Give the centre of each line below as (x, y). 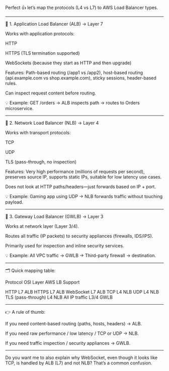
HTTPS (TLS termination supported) (43, 53)
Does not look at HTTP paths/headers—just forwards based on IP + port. (80, 187)
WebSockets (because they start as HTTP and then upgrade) (68, 63)
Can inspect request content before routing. (51, 93)
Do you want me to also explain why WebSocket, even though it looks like (81, 357)
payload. (14, 202)
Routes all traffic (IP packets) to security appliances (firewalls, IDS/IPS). (79, 236)
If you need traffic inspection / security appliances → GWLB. (68, 343)
